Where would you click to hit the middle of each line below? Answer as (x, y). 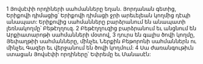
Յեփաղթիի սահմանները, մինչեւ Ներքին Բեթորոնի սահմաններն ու (101, 41)
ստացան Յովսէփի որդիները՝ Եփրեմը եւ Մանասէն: (79, 54)
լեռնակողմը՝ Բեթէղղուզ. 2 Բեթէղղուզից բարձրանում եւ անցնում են (101, 28)
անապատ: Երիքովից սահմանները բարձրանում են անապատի (96, 22)
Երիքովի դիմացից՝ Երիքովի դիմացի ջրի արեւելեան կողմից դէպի (98, 15)
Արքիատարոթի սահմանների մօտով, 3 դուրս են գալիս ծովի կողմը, (101, 35)
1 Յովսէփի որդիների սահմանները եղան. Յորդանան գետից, (91, 9)
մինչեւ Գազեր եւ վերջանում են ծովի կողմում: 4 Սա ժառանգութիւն (100, 48)
